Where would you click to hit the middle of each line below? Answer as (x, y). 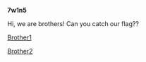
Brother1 (19, 37)
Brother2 (20, 51)
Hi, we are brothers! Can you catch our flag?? (73, 24)
